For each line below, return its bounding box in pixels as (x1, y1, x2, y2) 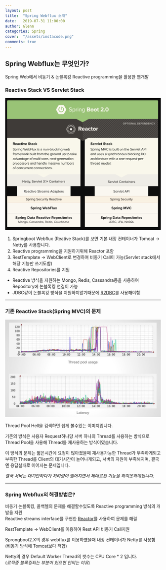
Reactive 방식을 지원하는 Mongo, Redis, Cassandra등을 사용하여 (12, 277, 139, 283)
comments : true (5, 40, 37, 45)
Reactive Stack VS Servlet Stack (5, 86, 84, 93)
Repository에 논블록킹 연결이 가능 (12, 283, 78, 289)
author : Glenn (5, 24, 35, 29)
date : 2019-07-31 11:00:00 (5, 18, 65, 23)
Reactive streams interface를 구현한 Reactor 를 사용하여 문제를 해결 (5, 516, 137, 522)
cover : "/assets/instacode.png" (5, 34, 74, 39)
